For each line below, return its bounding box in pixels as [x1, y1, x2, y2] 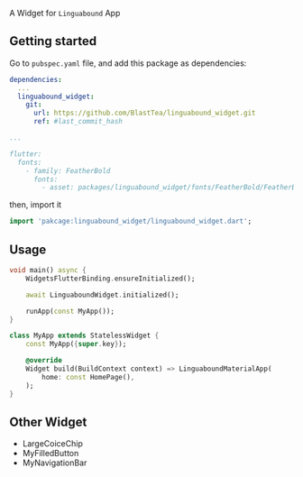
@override [25, 356, 63, 365]
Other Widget [9, 414, 87, 429]
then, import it [9, 199, 61, 210]
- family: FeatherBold [25, 166, 111, 175]
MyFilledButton [22, 448, 79, 459]
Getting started [9, 33, 97, 49]
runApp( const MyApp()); [25, 307, 115, 316]
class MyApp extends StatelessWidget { [9, 331, 160, 341]
